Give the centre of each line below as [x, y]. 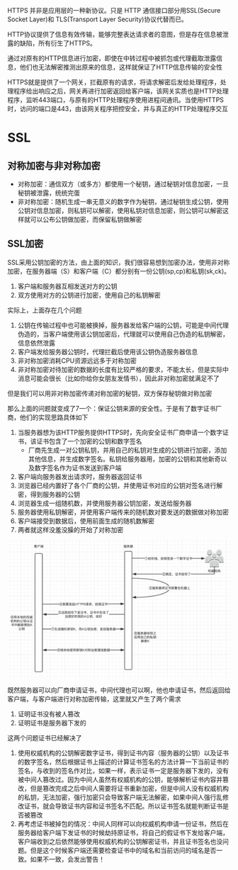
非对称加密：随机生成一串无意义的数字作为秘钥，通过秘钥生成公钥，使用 [123, 202]
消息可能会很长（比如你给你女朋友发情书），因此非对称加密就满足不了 [118, 378]
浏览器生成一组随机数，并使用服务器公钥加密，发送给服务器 [104, 503]
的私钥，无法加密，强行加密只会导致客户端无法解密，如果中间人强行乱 [120, 797]
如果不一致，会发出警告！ [67, 859]
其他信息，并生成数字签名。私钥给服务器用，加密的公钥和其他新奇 [124, 458]
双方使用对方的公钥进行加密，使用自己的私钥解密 [89, 295]
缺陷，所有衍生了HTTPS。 [58, 43]
